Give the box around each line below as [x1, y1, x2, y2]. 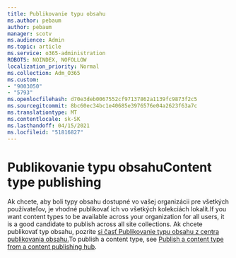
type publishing [7, 174, 102, 190]
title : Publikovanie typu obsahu [7, 10, 106, 18]
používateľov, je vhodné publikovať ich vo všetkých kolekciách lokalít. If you [7, 205, 227, 213]
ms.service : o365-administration [7, 50, 106, 57]
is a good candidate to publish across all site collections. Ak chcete [7, 220, 203, 228]
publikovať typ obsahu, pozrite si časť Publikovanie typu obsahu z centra [7, 228, 220, 236]
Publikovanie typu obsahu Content [7, 159, 212, 175]
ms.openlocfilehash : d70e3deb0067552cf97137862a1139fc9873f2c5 [7, 96, 198, 103]
